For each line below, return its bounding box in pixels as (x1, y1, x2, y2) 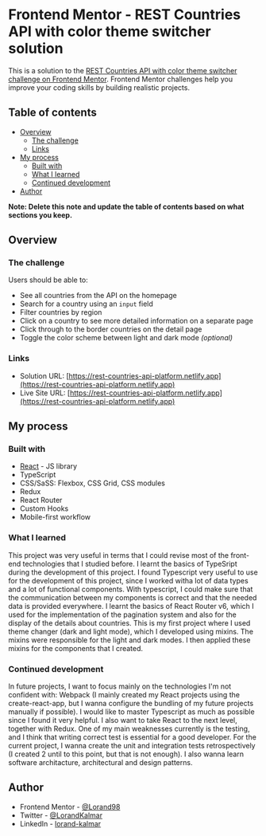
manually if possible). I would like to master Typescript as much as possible (8, 707, 256, 716)
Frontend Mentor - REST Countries (8, 6, 241, 24)
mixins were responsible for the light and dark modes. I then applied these (8, 635, 251, 645)
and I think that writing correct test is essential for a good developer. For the (8, 732, 256, 742)
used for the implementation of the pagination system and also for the (8, 610, 237, 619)
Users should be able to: (8, 275, 89, 285)
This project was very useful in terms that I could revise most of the (8, 550, 229, 559)
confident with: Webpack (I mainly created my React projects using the (8, 690, 241, 700)
